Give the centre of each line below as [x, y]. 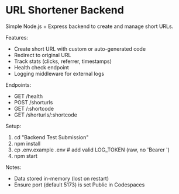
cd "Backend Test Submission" [51, 137]
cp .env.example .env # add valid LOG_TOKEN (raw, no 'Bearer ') [92, 150]
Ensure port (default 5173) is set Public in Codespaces [79, 185]
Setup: [13, 126]
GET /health [28, 96]
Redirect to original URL [42, 55]
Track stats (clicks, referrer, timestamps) [63, 61]
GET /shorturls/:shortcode [45, 115]
